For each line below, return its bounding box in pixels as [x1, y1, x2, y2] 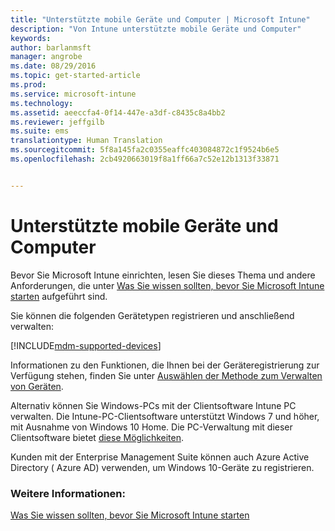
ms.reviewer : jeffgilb [10, 117, 105, 127]
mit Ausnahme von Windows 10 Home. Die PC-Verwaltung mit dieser [10, 421, 293, 433]
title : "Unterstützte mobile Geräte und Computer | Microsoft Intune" [10, 14, 311, 25]
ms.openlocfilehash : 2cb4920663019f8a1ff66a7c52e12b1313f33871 [10, 154, 280, 164]
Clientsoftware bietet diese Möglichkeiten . [10, 431, 185, 443]
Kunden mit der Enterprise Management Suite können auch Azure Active [10, 451, 310, 463]
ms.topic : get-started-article [10, 71, 141, 81]
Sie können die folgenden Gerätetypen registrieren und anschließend [10, 309, 295, 321]
